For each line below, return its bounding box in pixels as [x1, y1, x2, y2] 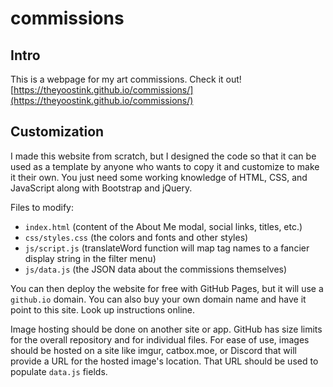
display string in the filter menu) [24, 252, 157, 264]
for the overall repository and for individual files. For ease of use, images [10, 333, 310, 346]
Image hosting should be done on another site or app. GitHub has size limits [10, 323, 323, 335]
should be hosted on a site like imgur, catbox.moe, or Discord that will [10, 344, 297, 356]
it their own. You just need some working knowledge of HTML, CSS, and [10, 171, 308, 183]
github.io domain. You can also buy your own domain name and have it [10, 293, 307, 305]
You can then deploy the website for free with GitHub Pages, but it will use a [10, 282, 324, 294]
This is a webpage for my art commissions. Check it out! [10, 73, 242, 85]
